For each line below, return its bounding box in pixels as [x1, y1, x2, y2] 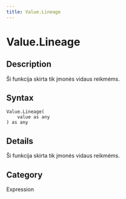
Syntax [6, 93, 34, 103]
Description [6, 59, 51, 70]
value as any [17, 114, 50, 120]
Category [6, 169, 43, 180]
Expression [6, 186, 35, 193]
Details [6, 136, 33, 146]
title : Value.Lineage [6, 8, 61, 15]
